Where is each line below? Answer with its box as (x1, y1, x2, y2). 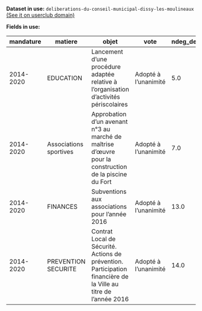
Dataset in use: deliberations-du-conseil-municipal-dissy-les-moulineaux (6, 5, 194, 12)
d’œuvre (91, 147, 115, 156)
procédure (91, 63, 121, 71)
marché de (91, 132, 122, 141)
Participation (91, 265, 127, 273)
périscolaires (91, 100, 128, 108)
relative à (91, 78, 117, 86)
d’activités (91, 93, 120, 101)
